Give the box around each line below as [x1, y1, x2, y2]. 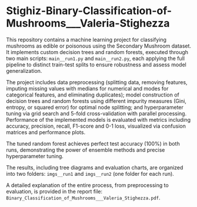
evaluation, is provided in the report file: [6, 188, 103, 195]
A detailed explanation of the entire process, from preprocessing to [6, 181, 169, 189]
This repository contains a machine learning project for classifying [6, 36, 166, 43]
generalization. [6, 67, 42, 74]
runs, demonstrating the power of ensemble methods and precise [6, 146, 165, 153]
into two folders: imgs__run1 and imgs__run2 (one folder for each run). [6, 170, 175, 177]
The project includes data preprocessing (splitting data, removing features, [6, 78, 188, 86]
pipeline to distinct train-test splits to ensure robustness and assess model [6, 61, 186, 68]
